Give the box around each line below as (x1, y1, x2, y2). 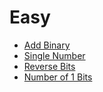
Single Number (23, 49, 86, 61)
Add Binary (23, 39, 71, 51)
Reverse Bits (23, 60, 76, 72)
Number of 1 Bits (23, 71, 93, 83)
